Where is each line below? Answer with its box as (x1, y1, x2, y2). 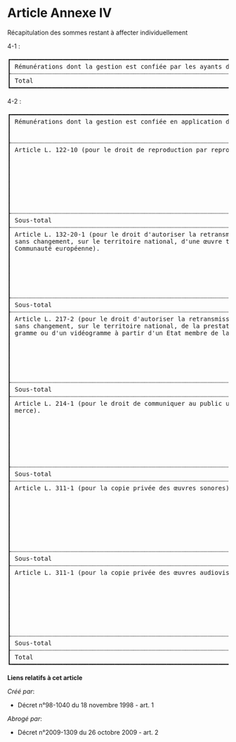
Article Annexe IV (7, 5, 112, 21)
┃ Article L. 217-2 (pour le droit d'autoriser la (7, 315, 185, 323)
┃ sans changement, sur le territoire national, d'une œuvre (7, 237, 223, 245)
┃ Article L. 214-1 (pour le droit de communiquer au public (7, 400, 223, 407)
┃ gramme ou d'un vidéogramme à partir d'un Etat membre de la (7, 329, 230, 337)
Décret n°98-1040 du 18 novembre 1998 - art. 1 (17, 700, 155, 709)
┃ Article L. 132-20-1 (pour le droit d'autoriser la (7, 230, 197, 238)
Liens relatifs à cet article (7, 673, 83, 681)
